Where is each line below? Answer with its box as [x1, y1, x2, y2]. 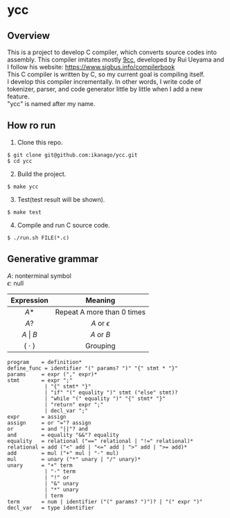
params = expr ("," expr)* [7, 370, 98, 378]
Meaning [85, 295, 116, 305]
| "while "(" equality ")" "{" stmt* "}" [44, 395, 166, 402]
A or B [90, 329, 111, 339]
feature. [7, 92, 30, 101]
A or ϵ [91, 318, 110, 328]
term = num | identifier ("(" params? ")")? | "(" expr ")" [7, 498, 203, 505]
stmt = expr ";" [7, 377, 73, 383]
